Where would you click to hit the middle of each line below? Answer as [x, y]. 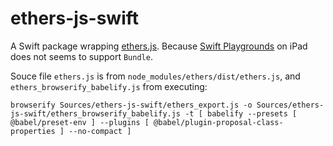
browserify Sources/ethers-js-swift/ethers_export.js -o [131, 105]
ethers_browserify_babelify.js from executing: [109, 86]
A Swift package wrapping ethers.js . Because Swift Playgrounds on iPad [159, 46]
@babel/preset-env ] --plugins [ [80, 122]
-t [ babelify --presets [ [241, 113]
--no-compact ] [100, 131]
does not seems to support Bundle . [81, 56]
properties [33, 131]
